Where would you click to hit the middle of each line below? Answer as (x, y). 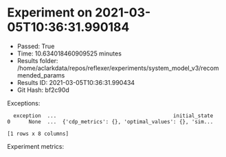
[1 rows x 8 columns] (38, 134)
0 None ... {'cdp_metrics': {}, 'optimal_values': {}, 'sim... (110, 121)
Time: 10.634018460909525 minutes (69, 53)
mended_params (41, 75)
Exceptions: (24, 103)
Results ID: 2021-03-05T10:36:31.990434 (76, 82)
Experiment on (50, 13)
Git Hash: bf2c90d (43, 90)
